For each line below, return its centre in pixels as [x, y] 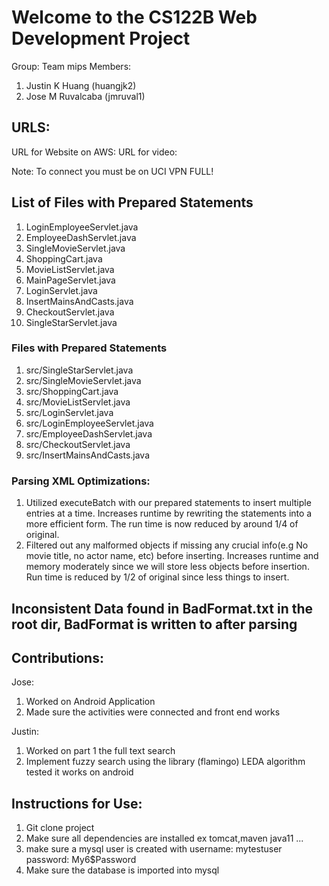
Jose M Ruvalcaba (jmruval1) [85, 96]
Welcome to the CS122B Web [134, 17]
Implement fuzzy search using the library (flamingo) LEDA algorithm [165, 762]
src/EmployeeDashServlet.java [89, 433]
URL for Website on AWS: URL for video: [94, 152]
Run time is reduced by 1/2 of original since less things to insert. [157, 577]
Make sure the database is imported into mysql [122, 870]
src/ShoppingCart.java [72, 391]
